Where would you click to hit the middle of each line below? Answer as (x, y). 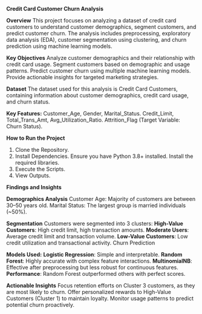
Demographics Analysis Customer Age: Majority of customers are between (101, 199)
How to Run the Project (36, 138)
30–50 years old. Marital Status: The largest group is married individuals (96, 205)
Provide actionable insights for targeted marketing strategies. (83, 77)
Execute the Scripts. (40, 169)
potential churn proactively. (40, 305)
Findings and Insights (34, 187)
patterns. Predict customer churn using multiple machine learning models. (99, 71)
